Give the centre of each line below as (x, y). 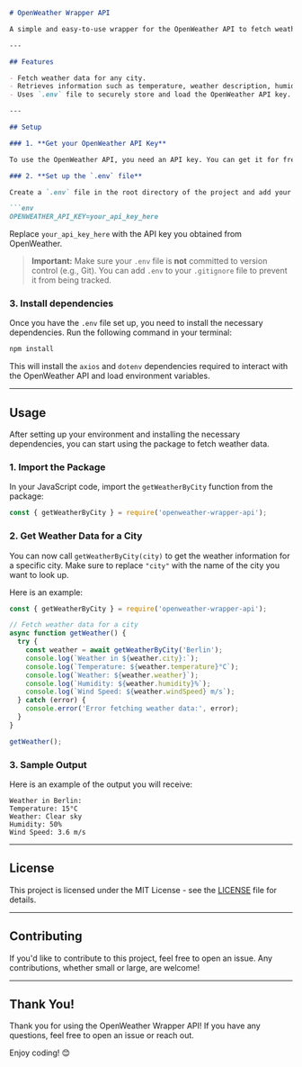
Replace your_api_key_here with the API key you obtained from (126, 234)
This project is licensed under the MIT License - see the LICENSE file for (143, 890)
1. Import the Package (58, 467)
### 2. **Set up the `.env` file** (76, 176)
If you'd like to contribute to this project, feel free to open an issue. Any (141, 958)
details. (23, 900)
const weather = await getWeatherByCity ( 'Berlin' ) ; (124, 650)
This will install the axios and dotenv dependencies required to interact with (149, 366)
